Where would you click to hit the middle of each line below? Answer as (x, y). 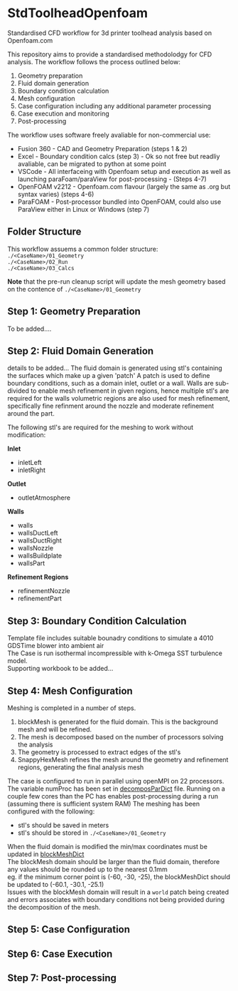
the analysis (35, 744)
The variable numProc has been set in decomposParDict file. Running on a (116, 789)
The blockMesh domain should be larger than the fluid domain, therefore (114, 862)
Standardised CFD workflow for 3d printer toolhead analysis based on (109, 33)
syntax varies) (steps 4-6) (56, 194)
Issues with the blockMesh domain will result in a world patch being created (118, 892)
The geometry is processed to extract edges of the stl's (99, 752)
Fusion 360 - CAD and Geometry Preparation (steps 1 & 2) (102, 148)
